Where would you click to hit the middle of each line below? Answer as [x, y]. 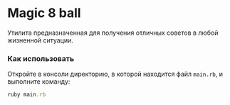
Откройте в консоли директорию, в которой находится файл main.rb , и [115, 74]
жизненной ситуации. [40, 40]
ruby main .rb [27, 95]
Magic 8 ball [44, 13]
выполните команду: [39, 82]
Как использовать [41, 58]
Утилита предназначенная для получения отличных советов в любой [113, 33]
